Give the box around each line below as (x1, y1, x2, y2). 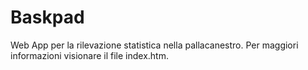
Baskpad (10, 6, 85, 29)
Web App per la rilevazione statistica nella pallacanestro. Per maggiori (10, 39, 299, 51)
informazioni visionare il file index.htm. (10, 49, 169, 61)
